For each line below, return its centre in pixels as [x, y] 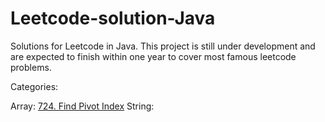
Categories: [34, 86]
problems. [31, 67]
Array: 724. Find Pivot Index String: [82, 106]
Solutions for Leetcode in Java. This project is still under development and [163, 46]
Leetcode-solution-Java [113, 18]
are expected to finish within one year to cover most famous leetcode [153, 56]
